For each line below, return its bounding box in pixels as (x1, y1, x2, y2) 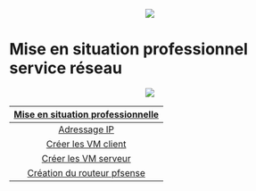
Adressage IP (58, 123, 114, 136)
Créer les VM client (45, 137, 127, 150)
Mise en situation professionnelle (13, 108, 159, 120)
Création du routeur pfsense (27, 166, 145, 179)
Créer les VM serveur (41, 152, 131, 164)
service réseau (9, 58, 123, 79)
